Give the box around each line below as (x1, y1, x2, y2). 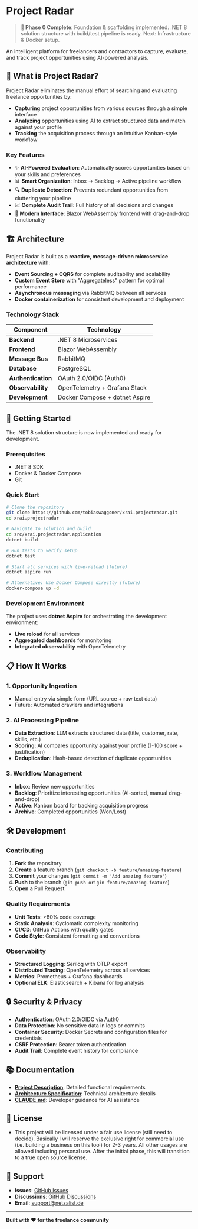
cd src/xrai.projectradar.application (6, 531, 101, 537)
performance (14, 283, 47, 290)
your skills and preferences (14, 171, 81, 178)
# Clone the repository (6, 504, 65, 510)
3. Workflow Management (6, 770, 82, 778)
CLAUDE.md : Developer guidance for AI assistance (14, 1096, 140, 1103)
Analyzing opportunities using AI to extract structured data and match (14, 117, 186, 124)
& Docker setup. (20, 36, 60, 43)
